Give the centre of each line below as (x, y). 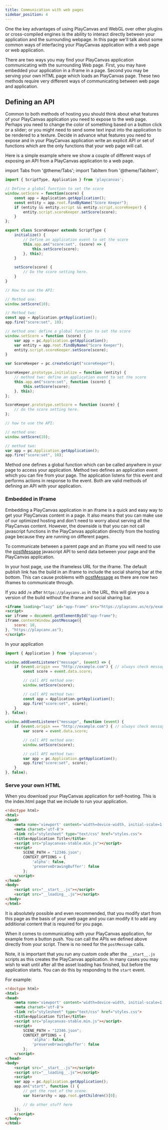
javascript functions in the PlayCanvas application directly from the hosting (82, 531)
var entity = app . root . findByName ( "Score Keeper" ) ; (69, 345)
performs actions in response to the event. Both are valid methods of (76, 481)
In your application (24, 644)
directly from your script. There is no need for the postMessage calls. (75, 944)
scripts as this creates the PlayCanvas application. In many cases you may (82, 959)
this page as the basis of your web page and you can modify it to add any (81, 918)
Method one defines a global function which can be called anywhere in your (83, 465)
